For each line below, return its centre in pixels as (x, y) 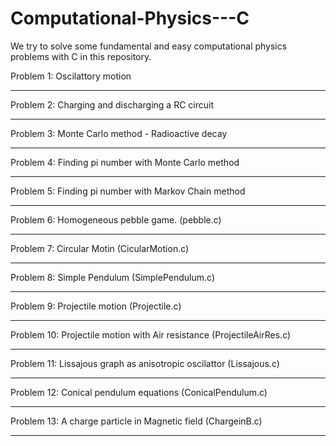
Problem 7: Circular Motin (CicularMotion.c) (100, 248)
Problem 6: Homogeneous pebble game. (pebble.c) (116, 219)
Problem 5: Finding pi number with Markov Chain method (128, 191)
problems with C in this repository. (81, 56)
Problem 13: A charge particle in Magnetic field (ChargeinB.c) (136, 421)
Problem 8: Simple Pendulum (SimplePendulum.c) (112, 277)
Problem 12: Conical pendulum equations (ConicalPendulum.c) (139, 392)
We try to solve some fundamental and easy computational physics (149, 46)
